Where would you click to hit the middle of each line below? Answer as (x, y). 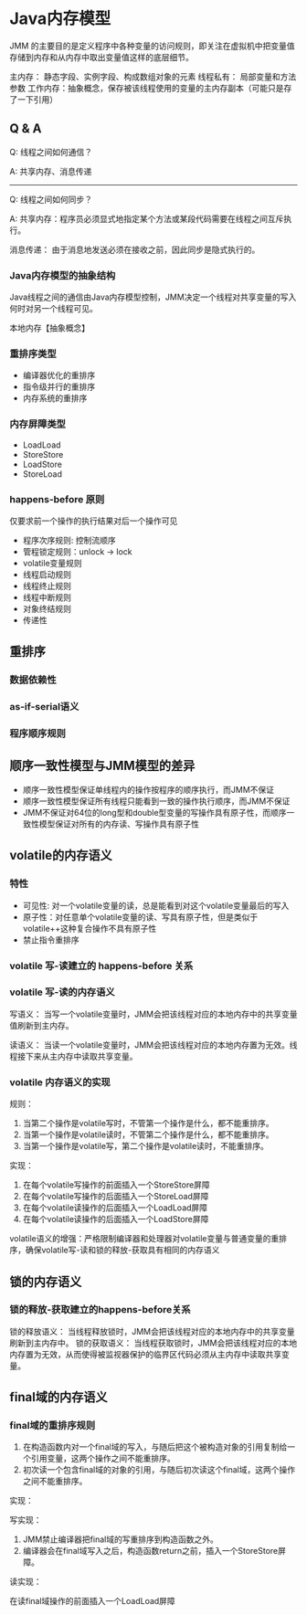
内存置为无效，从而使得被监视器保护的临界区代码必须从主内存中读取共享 (145, 1354)
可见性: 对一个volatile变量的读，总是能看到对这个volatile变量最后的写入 (156, 905)
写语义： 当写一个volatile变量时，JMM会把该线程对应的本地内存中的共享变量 (153, 1014)
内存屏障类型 (38, 424)
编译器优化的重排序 (59, 375)
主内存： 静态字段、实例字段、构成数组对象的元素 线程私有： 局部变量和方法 (153, 76)
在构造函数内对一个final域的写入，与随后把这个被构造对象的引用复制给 (155, 1447)
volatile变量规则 (52, 563)
